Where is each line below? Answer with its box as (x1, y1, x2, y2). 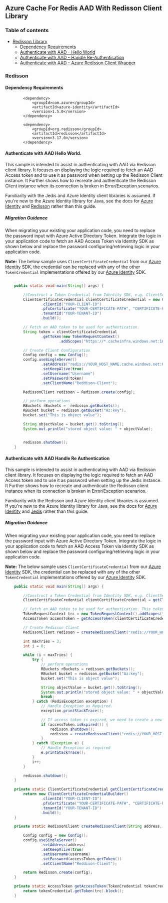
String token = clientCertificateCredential (23, 329, 117, 334)
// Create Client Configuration (23, 348, 91, 353)
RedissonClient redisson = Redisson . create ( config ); (23, 389, 135, 395)
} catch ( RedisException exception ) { (31, 699, 113, 704)
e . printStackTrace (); (40, 750, 86, 755)
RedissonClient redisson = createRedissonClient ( (23, 630, 128, 635)
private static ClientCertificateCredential (14, 787, 108, 792)
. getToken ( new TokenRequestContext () (40, 334, 120, 339)
